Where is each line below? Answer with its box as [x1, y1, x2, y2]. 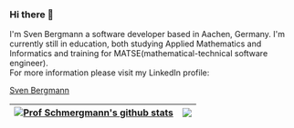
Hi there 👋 [9, 8, 55, 21]
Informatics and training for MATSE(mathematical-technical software [9, 48, 268, 59]
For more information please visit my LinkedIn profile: [9, 67, 210, 78]
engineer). [9, 58, 48, 69]
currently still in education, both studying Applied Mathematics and [9, 38, 262, 49]
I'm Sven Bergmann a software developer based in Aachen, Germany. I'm [9, 29, 286, 40]
